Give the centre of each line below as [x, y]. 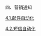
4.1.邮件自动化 [20, 18]
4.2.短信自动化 [20, 28]
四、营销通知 [18, 7]
